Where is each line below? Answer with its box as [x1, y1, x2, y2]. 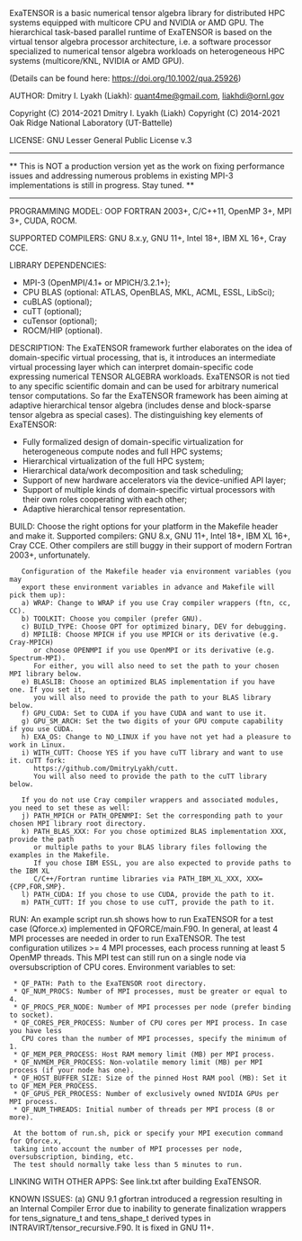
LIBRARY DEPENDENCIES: [9, 260, 107, 270]
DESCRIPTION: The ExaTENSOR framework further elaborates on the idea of [9, 342, 293, 353]
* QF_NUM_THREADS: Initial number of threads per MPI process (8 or [13, 1105, 276, 1114]
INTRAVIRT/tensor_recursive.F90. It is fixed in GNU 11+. [9, 1222, 214, 1233]
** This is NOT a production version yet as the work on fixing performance [9, 161, 285, 171]
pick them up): [9, 591, 67, 600]
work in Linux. [9, 740, 67, 749]
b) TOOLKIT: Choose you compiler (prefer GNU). [21, 614, 203, 623]
